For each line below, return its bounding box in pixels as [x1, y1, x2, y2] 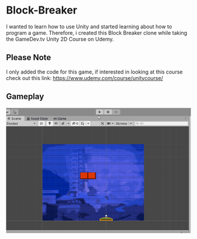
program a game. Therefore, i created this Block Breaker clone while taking [6, 29, 188, 36]
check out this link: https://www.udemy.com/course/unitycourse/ [6, 74, 163, 81]
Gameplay [6, 92, 45, 102]
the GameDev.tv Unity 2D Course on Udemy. [6, 35, 114, 42]
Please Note [6, 52, 52, 62]
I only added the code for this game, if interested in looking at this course [6, 68, 183, 75]
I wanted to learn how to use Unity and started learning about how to [6, 23, 172, 30]
